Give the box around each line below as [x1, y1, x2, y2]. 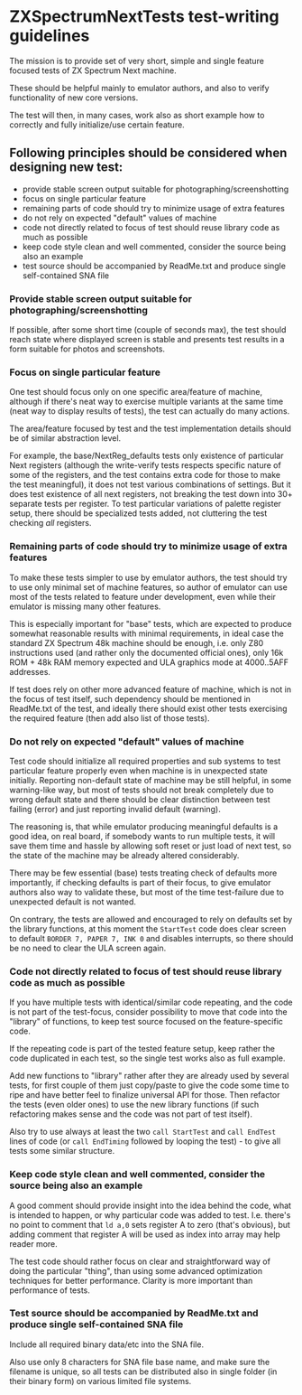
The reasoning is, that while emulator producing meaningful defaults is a [9, 820, 279, 832]
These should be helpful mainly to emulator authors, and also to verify [9, 82, 270, 93]
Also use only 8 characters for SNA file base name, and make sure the [9, 1356, 270, 1367]
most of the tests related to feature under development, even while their [9, 591, 277, 602]
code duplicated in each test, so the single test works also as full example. [9, 1053, 286, 1063]
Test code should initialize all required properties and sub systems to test [9, 755, 281, 766]
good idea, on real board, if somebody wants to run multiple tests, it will [9, 830, 276, 841]
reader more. [9, 1238, 59, 1249]
